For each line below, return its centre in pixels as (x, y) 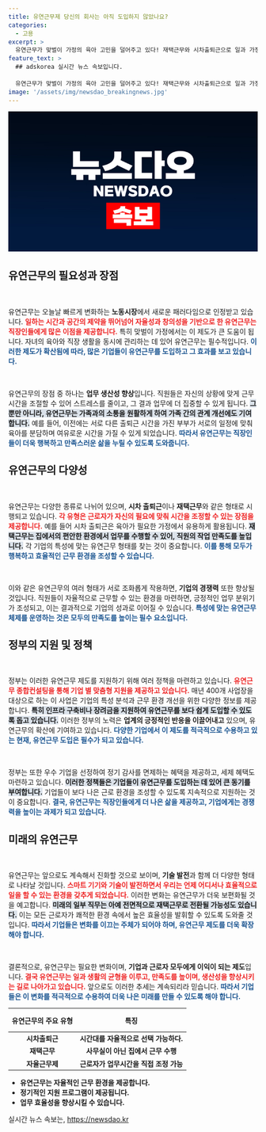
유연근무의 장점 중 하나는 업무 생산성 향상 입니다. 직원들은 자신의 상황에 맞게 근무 (131, 393)
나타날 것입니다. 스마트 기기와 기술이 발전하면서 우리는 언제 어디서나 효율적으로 (137, 885)
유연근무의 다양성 (48, 470)
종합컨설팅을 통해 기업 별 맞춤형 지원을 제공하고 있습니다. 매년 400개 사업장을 (135, 691)
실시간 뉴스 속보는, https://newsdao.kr (68, 1119)
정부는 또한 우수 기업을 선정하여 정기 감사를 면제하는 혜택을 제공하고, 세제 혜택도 (132, 772)
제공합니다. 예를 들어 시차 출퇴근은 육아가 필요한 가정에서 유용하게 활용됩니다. (128, 526)
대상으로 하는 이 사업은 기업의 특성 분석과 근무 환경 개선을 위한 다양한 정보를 (125, 700)
